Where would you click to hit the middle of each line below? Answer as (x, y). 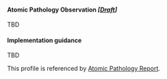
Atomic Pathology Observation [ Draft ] (62, 10)
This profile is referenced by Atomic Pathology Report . (84, 69)
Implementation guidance (44, 40)
